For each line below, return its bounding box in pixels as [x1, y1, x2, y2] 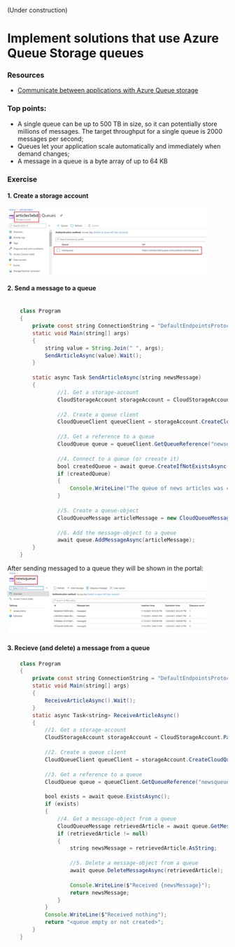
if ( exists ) [44, 801, 80, 808]
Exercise [7, 174, 38, 184]
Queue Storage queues [7, 46, 144, 62]
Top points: [7, 104, 47, 113]
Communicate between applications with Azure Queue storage [17, 86, 199, 95]
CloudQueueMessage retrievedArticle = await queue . [57, 822, 211, 829]
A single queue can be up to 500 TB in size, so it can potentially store [17, 119, 218, 128]
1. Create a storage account [7, 192, 89, 200]
